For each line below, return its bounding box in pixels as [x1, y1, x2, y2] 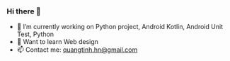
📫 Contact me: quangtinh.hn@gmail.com [16, 45, 138, 54]
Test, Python [16, 30, 54, 38]
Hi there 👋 [6, 6, 42, 16]
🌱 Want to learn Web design [16, 38, 98, 46]
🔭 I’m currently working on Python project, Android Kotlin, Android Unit [16, 23, 224, 31]
